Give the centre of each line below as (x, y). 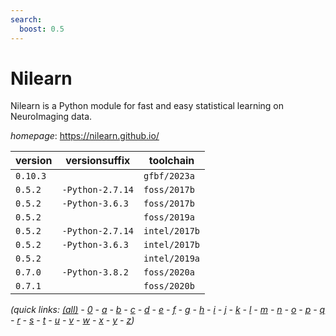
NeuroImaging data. (51, 117)
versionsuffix (98, 161)
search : (26, 19)
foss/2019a (169, 217)
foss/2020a (169, 272)
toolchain (171, 161)
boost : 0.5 (42, 29)
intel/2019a (172, 259)
